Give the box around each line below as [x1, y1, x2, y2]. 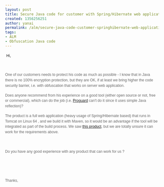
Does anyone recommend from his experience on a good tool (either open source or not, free [5, 93, 156, 98]
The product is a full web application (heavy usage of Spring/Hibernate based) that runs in [5, 113, 150, 118]
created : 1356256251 [5, 16, 47, 21]
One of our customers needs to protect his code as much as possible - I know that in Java [5, 72, 150, 77]
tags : [5, 30, 16, 35]
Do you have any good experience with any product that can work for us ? [5, 149, 124, 154]
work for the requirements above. [5, 130, 59, 135]
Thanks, [5, 178, 19, 183]
